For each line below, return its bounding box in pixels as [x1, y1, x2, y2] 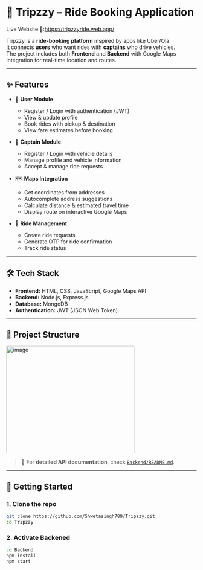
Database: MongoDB [14, 300, 68, 307]
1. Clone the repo [6, 499, 57, 508]
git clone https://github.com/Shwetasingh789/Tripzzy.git [6, 513, 155, 520]
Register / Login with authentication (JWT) [24, 107, 130, 114]
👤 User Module [14, 95, 53, 103]
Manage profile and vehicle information [24, 156, 122, 164]
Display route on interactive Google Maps [24, 208, 127, 215]
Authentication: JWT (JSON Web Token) [14, 306, 118, 313]
